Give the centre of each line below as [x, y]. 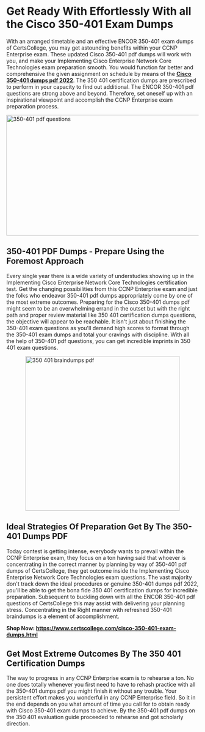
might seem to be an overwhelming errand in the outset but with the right [98, 308]
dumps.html [22, 635]
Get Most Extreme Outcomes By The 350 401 [94, 654]
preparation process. [33, 106]
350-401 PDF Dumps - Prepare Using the [85, 251]
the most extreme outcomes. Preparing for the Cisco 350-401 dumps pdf [98, 302]
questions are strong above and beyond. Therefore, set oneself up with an [100, 93]
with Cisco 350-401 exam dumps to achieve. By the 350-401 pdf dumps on [101, 711]
